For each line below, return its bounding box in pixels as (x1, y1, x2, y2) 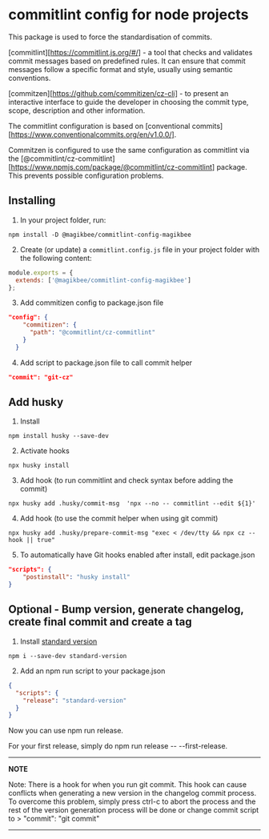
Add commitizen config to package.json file (19, 298, 164, 307)
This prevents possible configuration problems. (8, 171, 164, 180)
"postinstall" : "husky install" (22, 573, 130, 581)
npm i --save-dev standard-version (8, 652, 127, 660)
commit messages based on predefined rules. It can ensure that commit (8, 56, 246, 66)
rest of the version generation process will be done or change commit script (8, 805, 259, 815)
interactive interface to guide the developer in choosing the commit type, (8, 97, 249, 106)
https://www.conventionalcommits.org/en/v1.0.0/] (10, 130, 175, 139)
